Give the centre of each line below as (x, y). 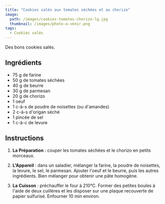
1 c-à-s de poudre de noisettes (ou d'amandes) (61, 106)
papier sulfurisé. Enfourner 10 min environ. (56, 196)
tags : (11, 28)
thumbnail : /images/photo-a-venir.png (50, 24)
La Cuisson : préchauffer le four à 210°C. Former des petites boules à (84, 186)
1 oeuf (19, 101)
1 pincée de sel (28, 117)
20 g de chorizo (29, 96)
